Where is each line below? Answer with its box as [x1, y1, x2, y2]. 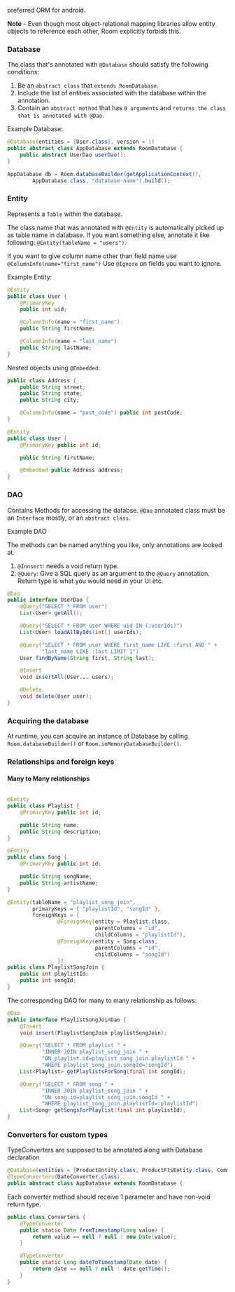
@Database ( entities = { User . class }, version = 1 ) [7, 138, 155, 146]
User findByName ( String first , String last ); [20, 654, 155, 661]
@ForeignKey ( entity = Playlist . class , [57, 918, 171, 925]
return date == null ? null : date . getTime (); [32, 1265, 171, 1272]
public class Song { [7, 854, 68, 861]
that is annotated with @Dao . [17, 112, 105, 120]
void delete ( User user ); [20, 693, 92, 700]
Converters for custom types [7, 1129, 108, 1139]
